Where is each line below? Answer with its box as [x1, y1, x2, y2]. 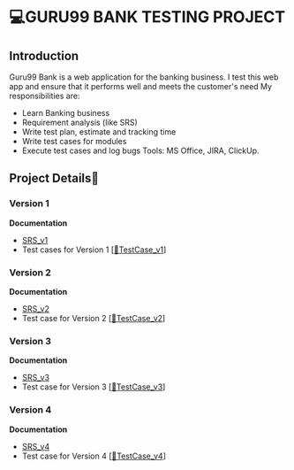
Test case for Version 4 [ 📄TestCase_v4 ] [21, 451, 166, 461]
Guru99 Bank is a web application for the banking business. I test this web [9, 72, 279, 82]
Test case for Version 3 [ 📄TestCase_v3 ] [21, 381, 166, 392]
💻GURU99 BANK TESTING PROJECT [9, 7, 285, 27]
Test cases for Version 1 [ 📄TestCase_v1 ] [21, 244, 167, 255]
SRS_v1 [21, 235, 49, 245]
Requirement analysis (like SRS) [21, 117, 139, 127]
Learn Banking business [21, 108, 110, 118]
